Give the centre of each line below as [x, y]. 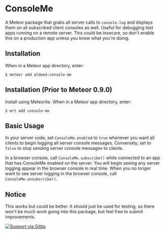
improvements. [20, 217]
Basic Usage [25, 126]
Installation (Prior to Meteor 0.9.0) [59, 90]
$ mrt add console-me [27, 111]
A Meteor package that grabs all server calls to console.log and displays [79, 22]
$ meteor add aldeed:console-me [38, 75]
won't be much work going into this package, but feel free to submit [74, 212]
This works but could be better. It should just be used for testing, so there [80, 206]
